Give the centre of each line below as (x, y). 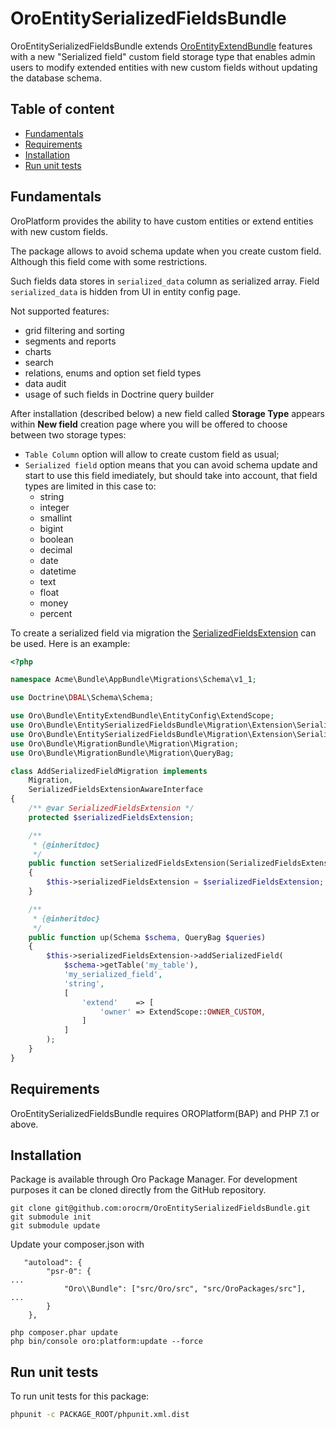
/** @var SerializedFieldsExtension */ (111, 808)
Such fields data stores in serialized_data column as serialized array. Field (165, 281)
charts (38, 351)
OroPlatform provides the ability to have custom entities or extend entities (162, 221)
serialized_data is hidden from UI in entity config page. (125, 291)
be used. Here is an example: (70, 643)
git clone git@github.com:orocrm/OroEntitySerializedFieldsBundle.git (160, 1208)
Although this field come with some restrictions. (109, 261)
